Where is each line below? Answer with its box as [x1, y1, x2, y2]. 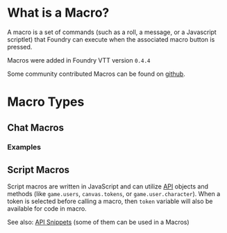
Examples [7, 143, 42, 152]
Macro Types [7, 94, 85, 110]
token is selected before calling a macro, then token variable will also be [7, 197, 213, 206]
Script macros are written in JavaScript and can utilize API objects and [7, 182, 208, 191]
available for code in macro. [7, 204, 87, 213]
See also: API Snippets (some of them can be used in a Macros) [7, 218, 190, 227]
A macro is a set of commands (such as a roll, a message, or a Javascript [7, 28, 217, 36]
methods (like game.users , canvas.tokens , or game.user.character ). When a [7, 190, 221, 198]
